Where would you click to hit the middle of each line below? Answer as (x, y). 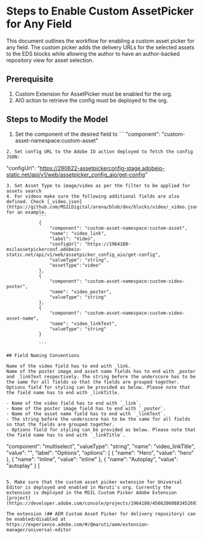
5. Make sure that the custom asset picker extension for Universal (94, 482)
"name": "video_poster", (81, 292)
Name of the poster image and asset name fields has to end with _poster (101, 371)
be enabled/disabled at (36, 519)
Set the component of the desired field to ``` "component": (88, 134)
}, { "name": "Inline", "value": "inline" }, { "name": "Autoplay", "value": (92, 459)
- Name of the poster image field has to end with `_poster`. (86, 408)
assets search (24, 191)
